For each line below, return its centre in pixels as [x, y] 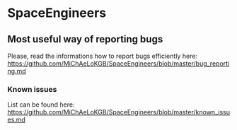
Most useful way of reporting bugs [85, 39]
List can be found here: [41, 105]
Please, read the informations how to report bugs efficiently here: [103, 56]
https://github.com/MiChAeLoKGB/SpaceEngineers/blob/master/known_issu [118, 112]
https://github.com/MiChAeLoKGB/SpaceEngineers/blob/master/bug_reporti [118, 64]
